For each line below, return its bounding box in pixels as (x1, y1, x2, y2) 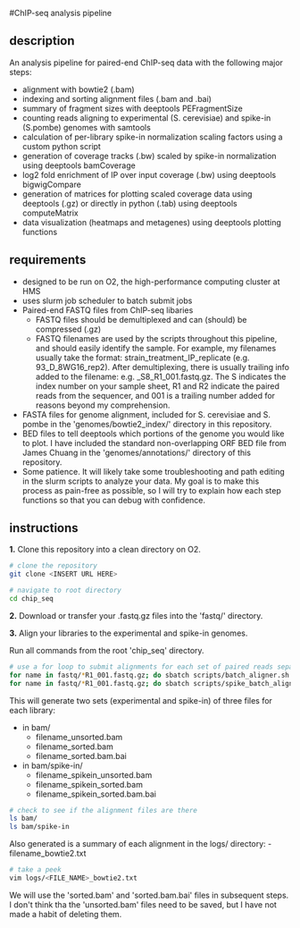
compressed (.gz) (35, 324, 102, 334)
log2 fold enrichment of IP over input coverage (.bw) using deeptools (21, 169, 277, 180)
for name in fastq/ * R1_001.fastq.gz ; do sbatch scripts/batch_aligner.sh (9, 671, 290, 679)
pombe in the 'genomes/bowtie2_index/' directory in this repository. (21, 418, 272, 429)
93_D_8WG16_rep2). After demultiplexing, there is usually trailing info (35, 361, 290, 372)
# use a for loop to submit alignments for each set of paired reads (9, 662, 274, 671)
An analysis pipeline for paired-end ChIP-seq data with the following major (9, 57, 284, 68)
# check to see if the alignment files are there (9, 806, 198, 814)
